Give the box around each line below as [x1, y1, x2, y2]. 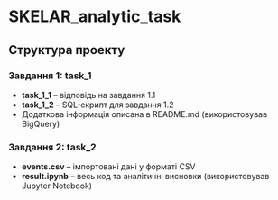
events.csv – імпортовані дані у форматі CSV [21, 161, 196, 172]
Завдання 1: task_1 [8, 69, 92, 82]
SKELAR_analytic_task [8, 6, 181, 27]
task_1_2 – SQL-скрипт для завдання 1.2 [21, 99, 174, 110]
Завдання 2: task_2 [8, 141, 97, 153]
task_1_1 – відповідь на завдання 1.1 [21, 89, 156, 100]
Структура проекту [8, 42, 125, 58]
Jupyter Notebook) [21, 180, 92, 191]
